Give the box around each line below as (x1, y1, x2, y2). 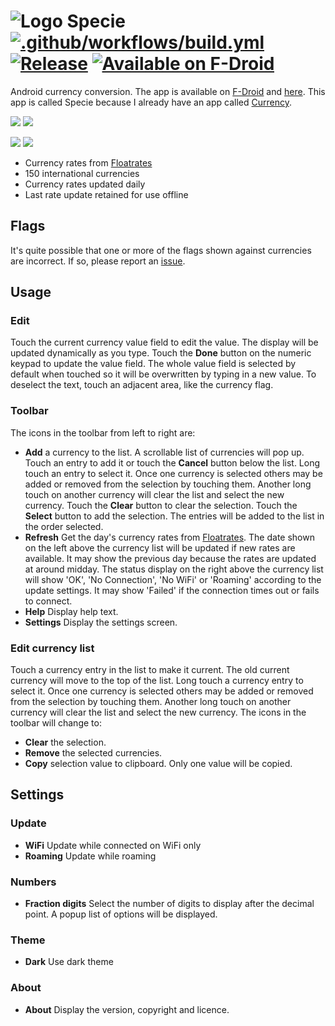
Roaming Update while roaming (24, 850, 157, 862)
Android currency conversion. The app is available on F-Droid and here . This (10, 85, 326, 97)
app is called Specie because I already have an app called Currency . (10, 96, 292, 108)
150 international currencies (24, 167, 140, 179)
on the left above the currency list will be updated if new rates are (24, 541, 296, 554)
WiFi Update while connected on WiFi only (24, 839, 202, 851)
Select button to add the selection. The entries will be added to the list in (24, 510, 325, 522)
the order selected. (24, 520, 104, 532)
